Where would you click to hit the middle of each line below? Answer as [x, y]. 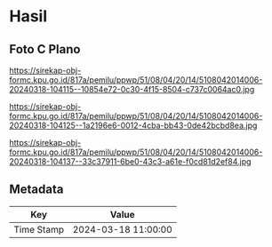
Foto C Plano [45, 49]
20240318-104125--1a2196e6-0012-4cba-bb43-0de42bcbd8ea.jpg [133, 125]
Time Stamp [39, 229]
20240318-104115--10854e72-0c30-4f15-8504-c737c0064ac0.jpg [132, 89]
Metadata [36, 190]
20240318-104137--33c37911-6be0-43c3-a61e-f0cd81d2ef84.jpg [130, 161]
